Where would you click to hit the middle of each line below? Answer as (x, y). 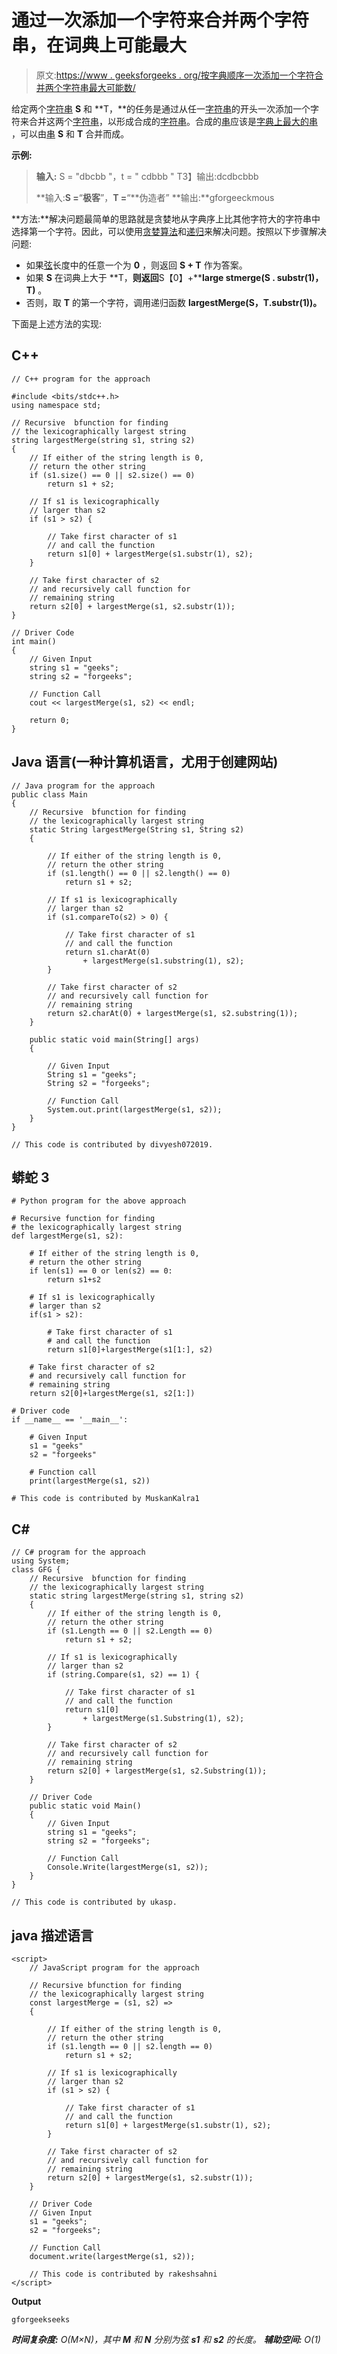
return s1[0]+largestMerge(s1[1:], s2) (130, 1350)
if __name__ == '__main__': (70, 1420)
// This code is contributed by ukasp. (94, 1902)
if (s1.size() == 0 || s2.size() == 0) (112, 475)
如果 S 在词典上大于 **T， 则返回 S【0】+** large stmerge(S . (150, 277)
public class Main (49, 794)
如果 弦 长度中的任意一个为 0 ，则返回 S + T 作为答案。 (136, 265)
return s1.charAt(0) (107, 952)
